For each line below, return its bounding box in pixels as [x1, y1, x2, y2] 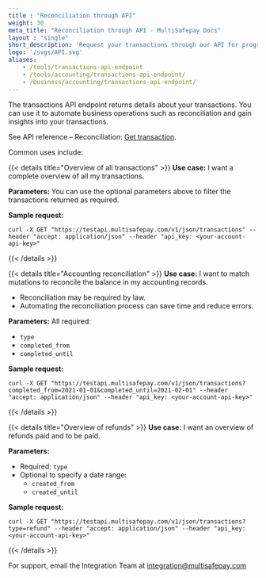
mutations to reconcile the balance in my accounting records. [8, 277, 208, 286]
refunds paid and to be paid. [8, 431, 101, 440]
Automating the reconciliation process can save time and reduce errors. [19, 300, 254, 310]
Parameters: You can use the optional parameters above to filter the [8, 186, 231, 196]
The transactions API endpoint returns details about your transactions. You [8, 100, 252, 109]
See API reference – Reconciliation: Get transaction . [8, 132, 177, 141]
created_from [31, 480, 75, 488]
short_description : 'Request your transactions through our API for [8, 41, 239, 49]
